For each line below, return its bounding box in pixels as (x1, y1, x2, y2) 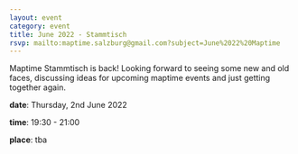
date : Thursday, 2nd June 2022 (9, 100, 128, 111)
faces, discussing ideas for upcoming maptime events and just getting (9, 73, 271, 84)
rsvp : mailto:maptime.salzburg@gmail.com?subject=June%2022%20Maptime (9, 38, 281, 48)
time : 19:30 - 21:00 (9, 117, 80, 128)
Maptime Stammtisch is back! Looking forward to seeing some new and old (9, 63, 290, 74)
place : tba (9, 134, 48, 145)
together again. (9, 82, 66, 93)
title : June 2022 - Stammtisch (9, 30, 127, 39)
